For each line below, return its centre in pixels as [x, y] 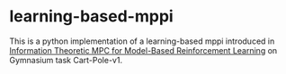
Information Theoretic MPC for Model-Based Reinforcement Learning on [143, 50]
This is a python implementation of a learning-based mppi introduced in [142, 41]
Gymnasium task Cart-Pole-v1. [66, 60]
